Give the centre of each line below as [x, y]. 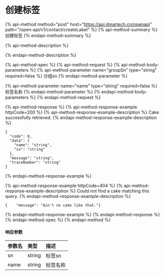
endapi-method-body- [124, 92]
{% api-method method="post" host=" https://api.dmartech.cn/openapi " [79, 24]
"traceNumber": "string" [35, 162]
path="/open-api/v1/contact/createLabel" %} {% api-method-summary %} [81, 29]
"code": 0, [21, 136]
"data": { [20, 140]
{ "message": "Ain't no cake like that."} [53, 205]
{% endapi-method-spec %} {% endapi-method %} [58, 220]
